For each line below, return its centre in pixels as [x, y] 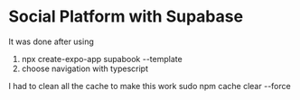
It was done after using [51, 41]
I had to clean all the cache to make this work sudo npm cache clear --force [150, 86]
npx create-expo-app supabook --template [102, 59]
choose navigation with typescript [84, 68]
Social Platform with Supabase [126, 17]
